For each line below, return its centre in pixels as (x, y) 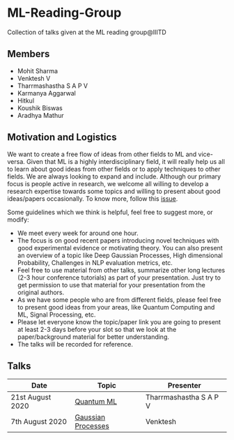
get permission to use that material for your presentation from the (111, 285)
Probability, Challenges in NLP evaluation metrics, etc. (95, 262)
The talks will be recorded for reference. (75, 344)
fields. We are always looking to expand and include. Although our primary (114, 176)
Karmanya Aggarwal (47, 93)
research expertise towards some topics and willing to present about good (114, 191)
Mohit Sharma (37, 70)
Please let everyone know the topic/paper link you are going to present (119, 321)
